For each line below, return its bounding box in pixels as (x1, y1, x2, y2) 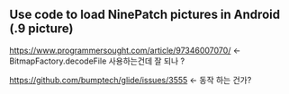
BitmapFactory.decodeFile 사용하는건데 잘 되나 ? (9, 56, 185, 66)
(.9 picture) (9, 21, 74, 37)
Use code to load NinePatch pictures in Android (9, 7, 281, 22)
